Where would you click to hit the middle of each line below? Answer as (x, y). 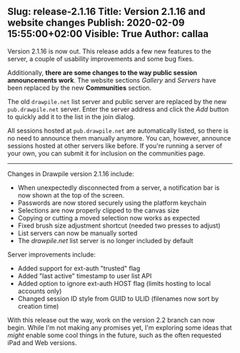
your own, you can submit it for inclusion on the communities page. (106, 153)
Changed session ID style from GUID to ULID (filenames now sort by (118, 298)
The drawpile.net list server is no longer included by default (105, 240)
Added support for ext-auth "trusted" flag (79, 268)
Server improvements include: (52, 254)
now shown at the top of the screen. (71, 195)
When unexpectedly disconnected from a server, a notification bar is (119, 188)
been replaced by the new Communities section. (80, 88)
